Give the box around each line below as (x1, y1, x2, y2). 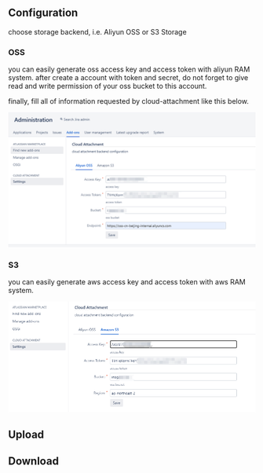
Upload (8, 427, 45, 441)
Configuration (8, 6, 79, 20)
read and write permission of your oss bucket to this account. (8, 82, 207, 91)
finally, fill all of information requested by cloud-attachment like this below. (8, 97, 250, 106)
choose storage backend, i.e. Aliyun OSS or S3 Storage (8, 27, 187, 36)
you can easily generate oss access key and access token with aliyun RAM (8, 64, 250, 74)
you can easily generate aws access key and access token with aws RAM (8, 277, 246, 287)
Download (8, 455, 59, 467)
